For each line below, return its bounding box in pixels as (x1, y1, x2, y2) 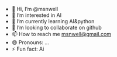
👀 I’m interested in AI (11, 12, 62, 19)
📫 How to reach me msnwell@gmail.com (11, 31, 112, 37)
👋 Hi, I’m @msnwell (11, 6, 58, 12)
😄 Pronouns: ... (11, 39, 50, 46)
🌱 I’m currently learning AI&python (11, 18, 95, 24)
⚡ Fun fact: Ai (11, 45, 44, 52)
